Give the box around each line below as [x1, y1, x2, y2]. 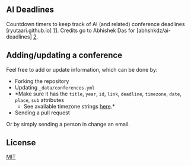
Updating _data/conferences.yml [14, 84, 95, 91]
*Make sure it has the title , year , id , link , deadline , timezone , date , [14, 90, 182, 97]
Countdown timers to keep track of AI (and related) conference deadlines [6, 20, 185, 27]
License [6, 138, 36, 148]
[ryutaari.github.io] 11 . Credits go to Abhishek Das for [6, 27, 135, 34]
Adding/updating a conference [6, 50, 123, 60]
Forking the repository [14, 77, 69, 85]
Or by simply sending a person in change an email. [6, 120, 130, 127]
